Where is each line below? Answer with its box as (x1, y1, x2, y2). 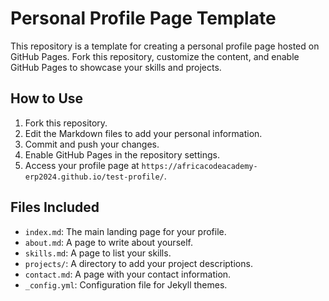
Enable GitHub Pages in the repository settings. (24, 148, 220, 161)
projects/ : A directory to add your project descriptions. (24, 257, 253, 269)
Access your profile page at (24, 159, 140, 171)
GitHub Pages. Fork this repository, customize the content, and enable (10, 50, 300, 62)
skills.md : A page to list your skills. (24, 247, 172, 259)
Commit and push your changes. (24, 138, 160, 150)
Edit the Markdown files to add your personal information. (24, 127, 263, 139)
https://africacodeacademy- (141, 161, 258, 171)
